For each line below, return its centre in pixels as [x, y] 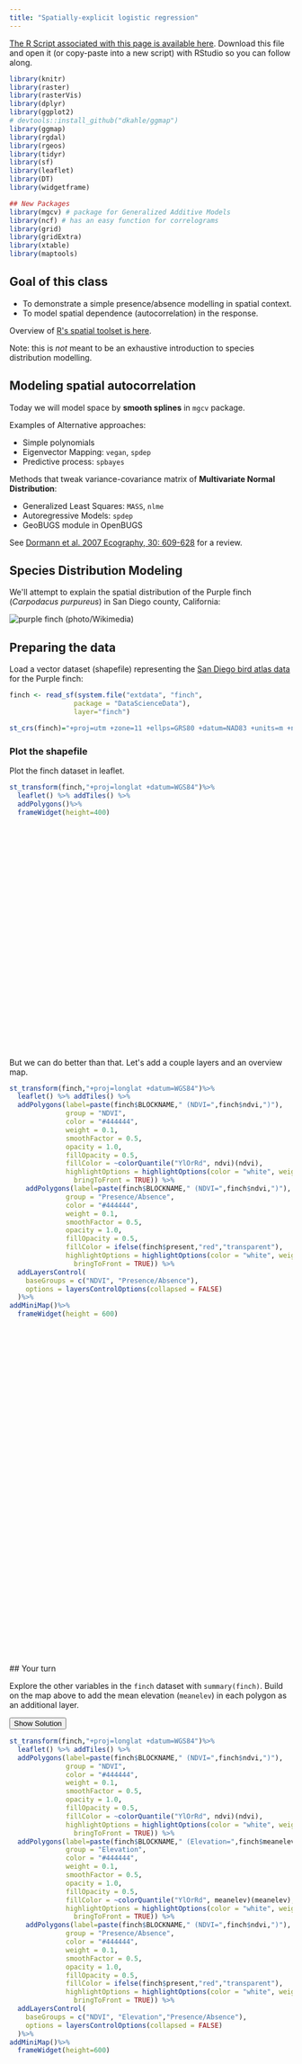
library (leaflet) [42, 171]
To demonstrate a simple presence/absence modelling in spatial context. [157, 303]
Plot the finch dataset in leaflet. [67, 771]
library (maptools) [44, 254]
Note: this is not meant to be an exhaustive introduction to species [132, 348]
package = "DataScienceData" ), [132, 704]
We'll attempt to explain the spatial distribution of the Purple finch [130, 592]
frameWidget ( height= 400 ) [64, 812]
